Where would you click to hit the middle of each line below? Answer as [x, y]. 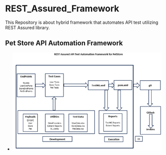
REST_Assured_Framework [62, 9]
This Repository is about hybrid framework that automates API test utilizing [82, 22]
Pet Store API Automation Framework [64, 43]
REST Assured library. [28, 27]
